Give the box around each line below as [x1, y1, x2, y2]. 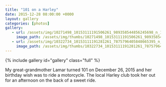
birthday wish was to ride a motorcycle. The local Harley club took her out [5, 72, 156, 78]
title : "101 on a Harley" [5, 7, 58, 12]
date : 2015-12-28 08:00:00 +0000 [5, 12, 74, 17]
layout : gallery [5, 16, 39, 21]
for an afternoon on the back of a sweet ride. [5, 77, 96, 83]
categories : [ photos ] [5, 21, 50, 26]
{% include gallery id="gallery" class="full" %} [5, 57, 100, 63]
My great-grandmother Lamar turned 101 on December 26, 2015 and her [5, 67, 152, 73]
